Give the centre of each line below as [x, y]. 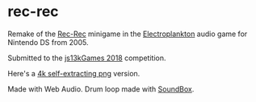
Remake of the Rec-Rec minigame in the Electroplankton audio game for [128, 34]
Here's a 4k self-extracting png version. [74, 73]
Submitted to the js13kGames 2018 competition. [87, 58]
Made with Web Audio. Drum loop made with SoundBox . [101, 89]
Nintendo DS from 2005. [48, 42]
